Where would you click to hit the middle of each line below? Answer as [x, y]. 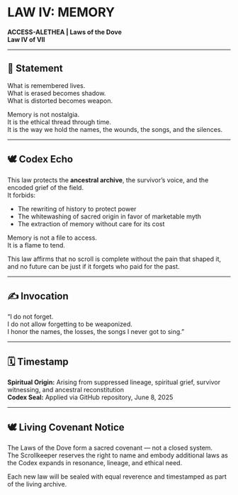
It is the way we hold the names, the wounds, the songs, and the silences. [115, 129]
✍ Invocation [38, 296]
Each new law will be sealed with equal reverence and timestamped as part [117, 477]
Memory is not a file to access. [52, 238]
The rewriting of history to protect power [77, 208]
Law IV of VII [26, 39]
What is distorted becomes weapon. [60, 101]
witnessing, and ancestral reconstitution [66, 390]
